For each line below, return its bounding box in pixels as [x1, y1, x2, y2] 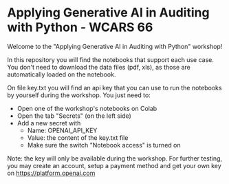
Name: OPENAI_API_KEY [27, 126, 98, 134]
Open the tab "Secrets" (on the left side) [17, 112, 132, 120]
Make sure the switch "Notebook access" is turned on [27, 141, 181, 149]
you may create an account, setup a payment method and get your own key [7, 161, 221, 170]
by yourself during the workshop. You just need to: [7, 91, 151, 99]
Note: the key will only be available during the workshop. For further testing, [7, 154, 222, 163]
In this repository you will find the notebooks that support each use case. [7, 55, 215, 63]
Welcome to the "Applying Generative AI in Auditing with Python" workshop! [7, 42, 223, 50]
